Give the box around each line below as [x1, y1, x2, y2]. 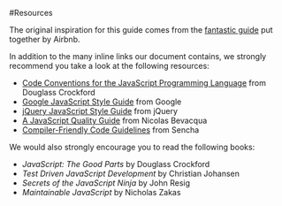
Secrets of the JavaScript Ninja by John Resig [21, 178, 191, 188]
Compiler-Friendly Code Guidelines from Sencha [21, 125, 200, 135]
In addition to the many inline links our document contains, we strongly [9, 51, 267, 61]
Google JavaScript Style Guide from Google [21, 96, 182, 107]
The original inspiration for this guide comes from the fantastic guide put [9, 25, 273, 34]
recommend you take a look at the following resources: [9, 61, 210, 71]
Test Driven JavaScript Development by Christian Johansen [21, 168, 240, 179]
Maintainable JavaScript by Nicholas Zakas [21, 187, 181, 197]
